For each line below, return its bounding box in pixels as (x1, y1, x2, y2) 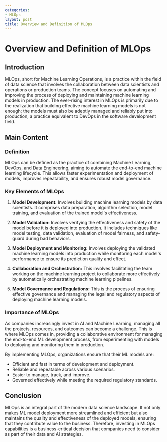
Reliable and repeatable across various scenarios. (12, 366, 115, 372)
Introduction (5, 63, 45, 71)
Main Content (5, 133, 48, 142)
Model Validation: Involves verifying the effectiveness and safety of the (12, 220, 161, 226)
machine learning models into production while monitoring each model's (12, 251, 161, 257)
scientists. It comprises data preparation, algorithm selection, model (12, 205, 153, 211)
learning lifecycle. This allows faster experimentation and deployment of (5, 170, 154, 176)
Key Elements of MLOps (5, 188, 64, 195)
